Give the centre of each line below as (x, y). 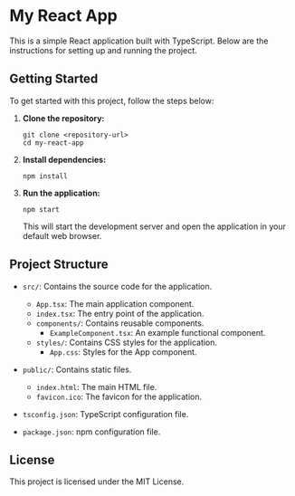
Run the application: (62, 193)
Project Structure (59, 265)
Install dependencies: (64, 159)
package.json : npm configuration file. (91, 432)
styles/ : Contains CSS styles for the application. (127, 342)
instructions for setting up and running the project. (103, 50)
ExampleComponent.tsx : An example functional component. (157, 332)
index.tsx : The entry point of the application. (120, 313)
